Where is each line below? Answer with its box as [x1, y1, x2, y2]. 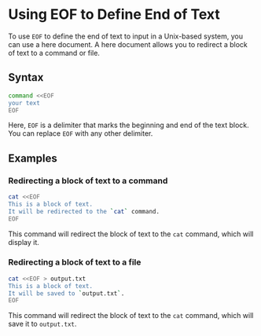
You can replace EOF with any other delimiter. [8, 129, 153, 138]
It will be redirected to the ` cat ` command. [8, 207, 160, 215]
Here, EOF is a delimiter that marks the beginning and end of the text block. [8, 120, 249, 130]
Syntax [8, 71, 44, 84]
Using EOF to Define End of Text [8, 5, 220, 24]
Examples [8, 152, 57, 165]
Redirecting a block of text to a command [8, 175, 168, 186]
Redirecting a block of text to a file [8, 257, 142, 268]
